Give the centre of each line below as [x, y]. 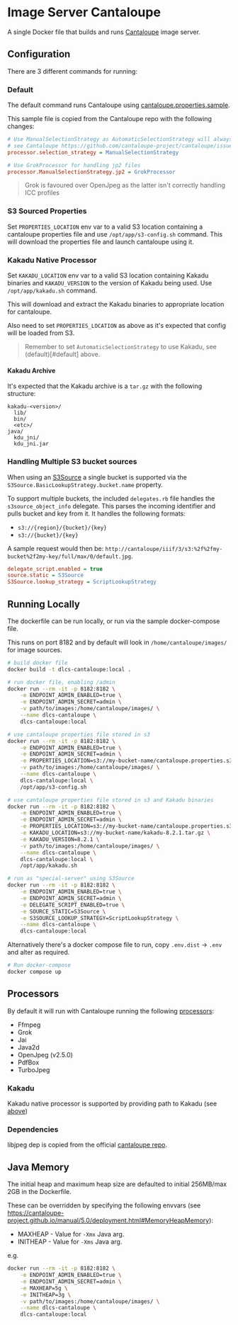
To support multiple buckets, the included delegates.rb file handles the [111, 498]
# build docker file [38, 663]
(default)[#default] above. [62, 354]
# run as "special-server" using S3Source [71, 879]
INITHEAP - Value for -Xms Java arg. [70, 1242]
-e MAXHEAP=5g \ [44, 1288]
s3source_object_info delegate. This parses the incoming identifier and [112, 506]
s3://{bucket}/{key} [48, 535]
